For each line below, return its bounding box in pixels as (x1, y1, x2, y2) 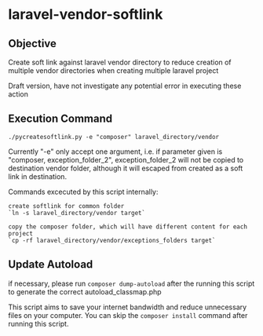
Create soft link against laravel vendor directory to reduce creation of (8, 57, 232, 67)
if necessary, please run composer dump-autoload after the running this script (8, 279, 255, 288)
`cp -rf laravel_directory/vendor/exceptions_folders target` (8, 236, 216, 244)
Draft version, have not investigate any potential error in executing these (8, 81, 242, 90)
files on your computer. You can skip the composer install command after (8, 310, 248, 320)
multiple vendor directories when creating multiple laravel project (8, 66, 219, 75)
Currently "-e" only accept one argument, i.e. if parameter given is (8, 147, 223, 156)
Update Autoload (8, 257, 93, 272)
